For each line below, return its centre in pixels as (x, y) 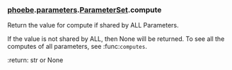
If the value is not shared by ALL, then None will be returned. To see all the (116, 39)
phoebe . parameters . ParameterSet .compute (85, 10)
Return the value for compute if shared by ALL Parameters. (93, 25)
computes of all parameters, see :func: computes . (77, 47)
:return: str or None (35, 60)
